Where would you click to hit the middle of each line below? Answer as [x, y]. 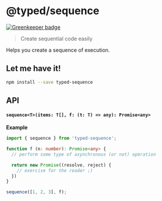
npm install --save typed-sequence [50, 82]
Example [17, 127]
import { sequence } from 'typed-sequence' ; [61, 139]
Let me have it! [33, 69]
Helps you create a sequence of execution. [58, 50]
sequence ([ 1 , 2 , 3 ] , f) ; [36, 192]
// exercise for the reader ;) [55, 170]
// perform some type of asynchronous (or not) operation [84, 154]
